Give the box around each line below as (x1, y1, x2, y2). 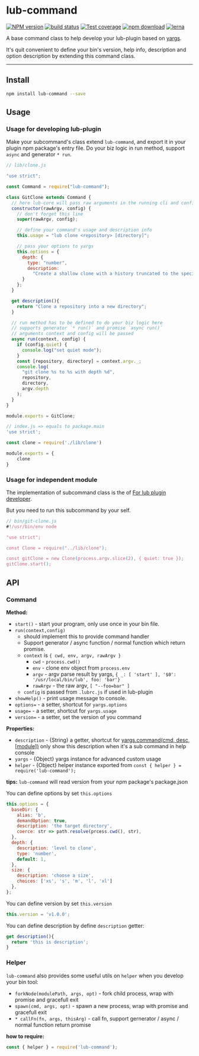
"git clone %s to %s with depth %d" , (21, 369, 115, 375)
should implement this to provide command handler (23, 633, 150, 640)
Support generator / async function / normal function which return (23, 639, 185, 646)
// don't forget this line (17, 211, 84, 217)
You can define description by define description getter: (6, 922, 145, 929)
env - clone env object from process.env (32, 664, 130, 671)
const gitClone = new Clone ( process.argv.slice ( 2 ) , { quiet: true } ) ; (6, 556, 184, 562)
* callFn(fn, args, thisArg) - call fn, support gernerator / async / (14, 1015, 179, 1022)
